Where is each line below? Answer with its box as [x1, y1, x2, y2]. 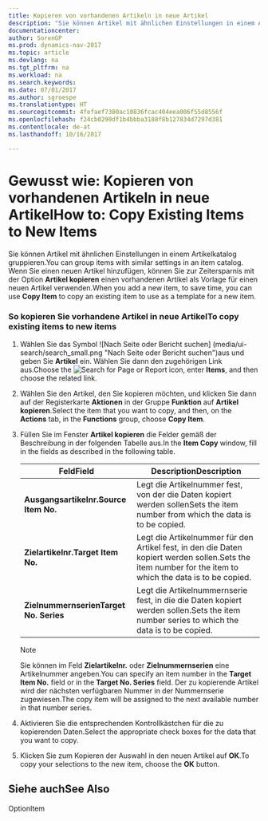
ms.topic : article [8, 49, 69, 57]
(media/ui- [212, 339, 247, 349]
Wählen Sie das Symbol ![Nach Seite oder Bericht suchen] [19, 339, 211, 349]
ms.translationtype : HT [8, 101, 88, 109]
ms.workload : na [8, 71, 62, 79]
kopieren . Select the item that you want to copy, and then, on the [19, 405, 232, 415]
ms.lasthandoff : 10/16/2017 [8, 130, 102, 138]
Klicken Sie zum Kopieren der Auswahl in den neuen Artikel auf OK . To [19, 751, 250, 760]
